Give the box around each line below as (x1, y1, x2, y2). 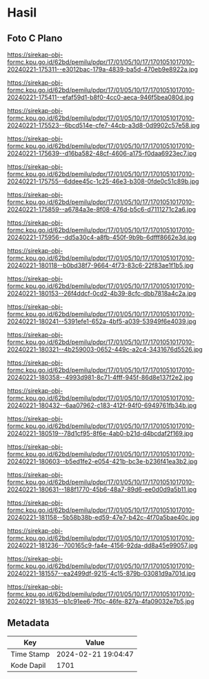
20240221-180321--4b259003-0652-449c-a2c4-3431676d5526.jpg (7, 345, 203, 353)
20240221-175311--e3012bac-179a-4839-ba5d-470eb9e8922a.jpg (7, 65, 199, 73)
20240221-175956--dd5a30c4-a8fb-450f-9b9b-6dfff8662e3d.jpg (7, 233, 197, 241)
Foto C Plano (7, 32, 63, 44)
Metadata (7, 617, 50, 629)
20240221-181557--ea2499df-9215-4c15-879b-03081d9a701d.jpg (7, 569, 196, 577)
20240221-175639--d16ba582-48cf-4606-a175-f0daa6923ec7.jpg (7, 150, 197, 157)
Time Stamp (10, 649, 50, 659)
